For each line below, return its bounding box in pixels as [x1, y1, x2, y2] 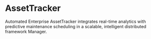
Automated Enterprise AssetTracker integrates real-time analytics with [5, 19, 146, 24]
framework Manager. [5, 29, 47, 34]
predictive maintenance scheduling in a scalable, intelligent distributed [5, 23, 147, 29]
